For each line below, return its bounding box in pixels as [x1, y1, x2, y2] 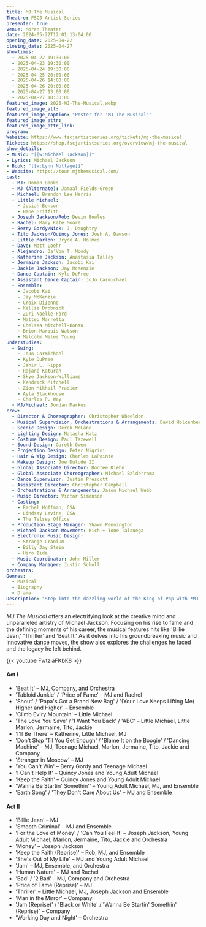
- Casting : [12, 499, 40, 505]
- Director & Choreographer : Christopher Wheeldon [12, 414, 144, 420]
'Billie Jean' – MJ [15, 816, 58, 824]
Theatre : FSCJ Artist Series [6, 15, 81, 21]
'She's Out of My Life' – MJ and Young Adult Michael [15, 855, 149, 863]
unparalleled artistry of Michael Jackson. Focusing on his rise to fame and [6, 619, 194, 626]
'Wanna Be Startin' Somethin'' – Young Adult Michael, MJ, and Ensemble [15, 782, 199, 789]
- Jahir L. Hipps [17, 362, 62, 368]
